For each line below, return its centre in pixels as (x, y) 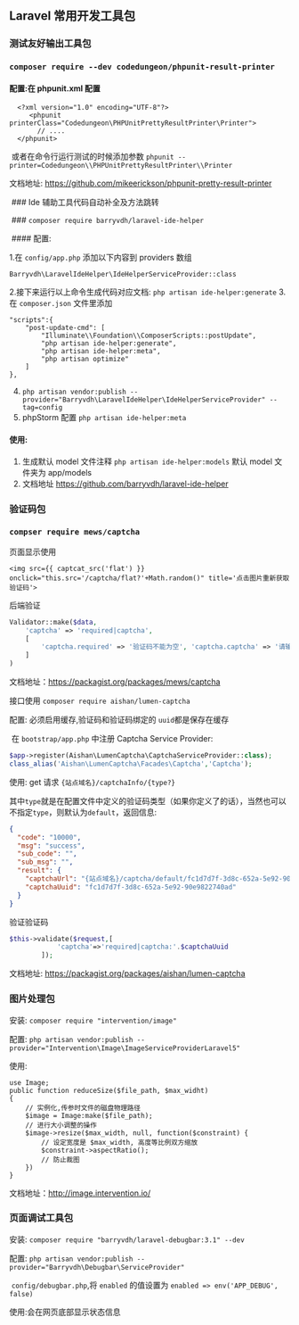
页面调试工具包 (41, 1218)
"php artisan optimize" (85, 360)
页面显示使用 (32, 551)
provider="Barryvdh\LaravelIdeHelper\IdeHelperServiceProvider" (144, 400)
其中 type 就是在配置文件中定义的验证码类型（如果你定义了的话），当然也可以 (148, 800)
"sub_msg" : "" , (45, 862)
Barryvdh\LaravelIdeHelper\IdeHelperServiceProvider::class (123, 275)
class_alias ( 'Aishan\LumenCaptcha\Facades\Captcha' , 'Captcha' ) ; (131, 764)
